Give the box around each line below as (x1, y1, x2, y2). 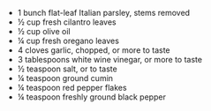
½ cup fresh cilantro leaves (17, 17, 117, 27)
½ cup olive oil (17, 26, 71, 36)
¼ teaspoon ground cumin (17, 73, 113, 83)
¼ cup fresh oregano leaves (17, 35, 119, 46)
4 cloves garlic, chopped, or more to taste (17, 45, 170, 55)
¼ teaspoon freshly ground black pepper (17, 92, 166, 102)
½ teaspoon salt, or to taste (17, 63, 117, 74)
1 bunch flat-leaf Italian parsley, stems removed (17, 8, 191, 18)
